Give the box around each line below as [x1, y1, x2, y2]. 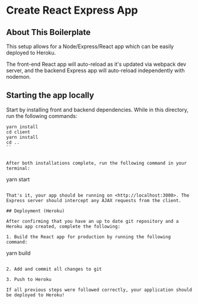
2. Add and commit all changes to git [6, 266, 102, 272]
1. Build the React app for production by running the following [6, 233, 171, 240]
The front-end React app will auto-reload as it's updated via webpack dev [6, 60, 187, 68]
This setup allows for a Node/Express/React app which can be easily [6, 43, 174, 50]
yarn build [6, 249, 31, 257]
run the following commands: [6, 112, 78, 119]
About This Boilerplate [6, 27, 91, 37]
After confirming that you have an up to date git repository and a [6, 218, 179, 224]
